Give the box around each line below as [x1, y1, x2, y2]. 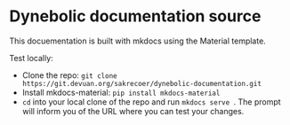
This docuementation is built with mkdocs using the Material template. [9, 35, 267, 46]
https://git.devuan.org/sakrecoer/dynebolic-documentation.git [21, 79, 262, 88]
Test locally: [9, 52, 53, 63]
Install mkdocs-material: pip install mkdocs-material [21, 87, 221, 98]
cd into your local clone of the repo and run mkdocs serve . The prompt [21, 96, 282, 107]
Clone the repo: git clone [21, 69, 117, 81]
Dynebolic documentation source [9, 6, 262, 27]
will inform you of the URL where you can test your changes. [21, 105, 245, 116]
